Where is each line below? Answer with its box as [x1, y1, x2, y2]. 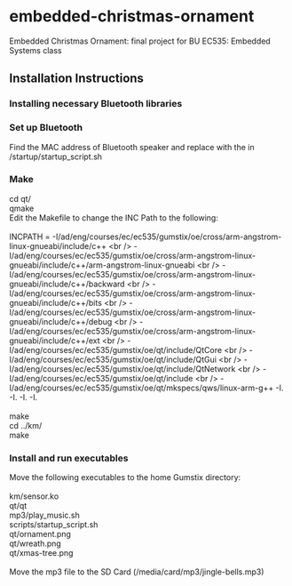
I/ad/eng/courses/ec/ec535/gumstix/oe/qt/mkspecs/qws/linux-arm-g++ [9, 382, 274, 393]
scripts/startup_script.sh [9, 519, 99, 530]
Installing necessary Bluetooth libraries [9, 98, 183, 110]
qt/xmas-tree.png [9, 548, 74, 558]
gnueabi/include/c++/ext [9, 335, 100, 346]
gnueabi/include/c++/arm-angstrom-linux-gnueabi [9, 260, 195, 270]
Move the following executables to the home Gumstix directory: [9, 472, 241, 483]
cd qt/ [9, 193, 31, 204]
